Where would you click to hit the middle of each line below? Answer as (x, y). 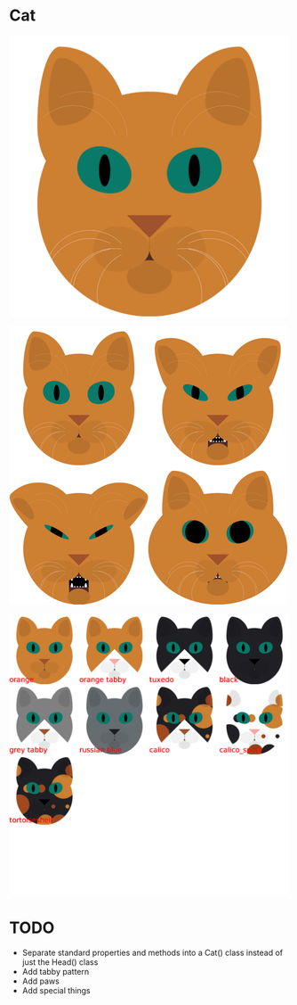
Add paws (40, 981)
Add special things (56, 990)
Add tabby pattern (56, 971)
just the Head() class (60, 962)
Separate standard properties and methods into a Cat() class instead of (153, 952)
